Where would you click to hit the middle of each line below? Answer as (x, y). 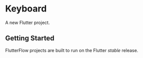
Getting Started (30, 38)
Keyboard (26, 9)
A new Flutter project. (28, 22)
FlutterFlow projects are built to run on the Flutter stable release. (72, 50)
